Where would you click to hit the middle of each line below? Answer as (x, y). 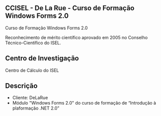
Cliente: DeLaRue (30, 98)
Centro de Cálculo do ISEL (32, 70)
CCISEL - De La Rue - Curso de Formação (70, 8)
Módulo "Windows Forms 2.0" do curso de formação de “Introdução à (84, 103)
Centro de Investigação (42, 58)
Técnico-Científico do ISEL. (33, 43)
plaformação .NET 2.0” (36, 108)
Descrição (21, 86)
